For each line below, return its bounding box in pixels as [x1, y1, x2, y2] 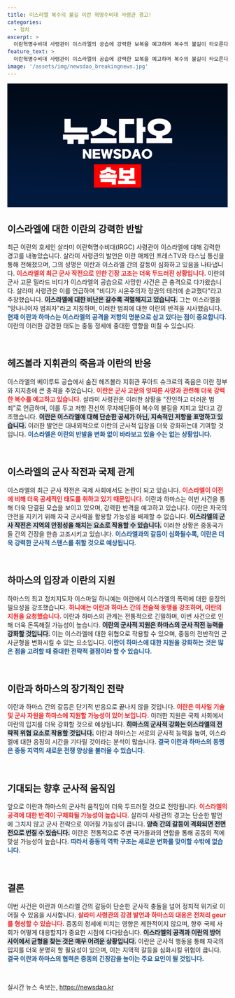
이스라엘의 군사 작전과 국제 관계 [7, 466, 135, 478]
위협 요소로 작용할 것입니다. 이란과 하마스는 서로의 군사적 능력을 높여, [20, 729, 208, 738]
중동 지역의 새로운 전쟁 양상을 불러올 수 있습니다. [14, 746, 145, 755]
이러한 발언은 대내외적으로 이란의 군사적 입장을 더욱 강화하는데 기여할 [27, 421, 217, 430]
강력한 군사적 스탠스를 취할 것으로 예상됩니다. [14, 538, 137, 547]
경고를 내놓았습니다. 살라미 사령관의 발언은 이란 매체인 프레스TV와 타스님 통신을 [7, 252, 225, 260]
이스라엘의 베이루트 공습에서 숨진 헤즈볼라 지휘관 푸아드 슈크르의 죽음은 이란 [7, 377, 215, 386]
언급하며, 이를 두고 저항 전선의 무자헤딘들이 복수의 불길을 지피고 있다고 [23, 403, 215, 412]
